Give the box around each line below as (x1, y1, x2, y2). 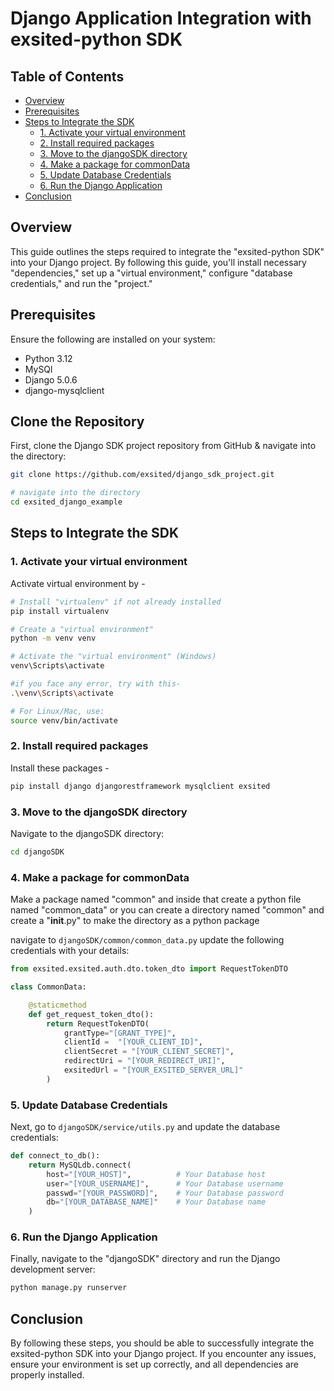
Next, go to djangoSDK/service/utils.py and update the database (10, 1121, 281, 1133)
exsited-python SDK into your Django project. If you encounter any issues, (10, 1348, 317, 1360)
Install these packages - (10, 762, 110, 774)
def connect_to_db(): (10, 1151, 101, 1161)
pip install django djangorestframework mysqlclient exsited (10, 781, 271, 791)
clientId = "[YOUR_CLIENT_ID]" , (63, 1037, 203, 1047)
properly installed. (10, 1369, 85, 1381)
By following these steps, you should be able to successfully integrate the (10, 1337, 315, 1349)
